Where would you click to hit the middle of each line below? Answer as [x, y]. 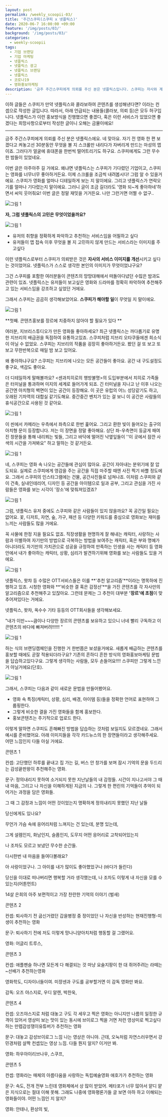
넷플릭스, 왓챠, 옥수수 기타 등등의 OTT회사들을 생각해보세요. [64, 610]
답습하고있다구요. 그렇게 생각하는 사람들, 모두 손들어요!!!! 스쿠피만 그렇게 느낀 [85, 660]
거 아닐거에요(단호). [24, 667]
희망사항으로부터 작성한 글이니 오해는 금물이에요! [66, 123]
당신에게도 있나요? [23, 813]
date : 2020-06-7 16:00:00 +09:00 [40, 24]
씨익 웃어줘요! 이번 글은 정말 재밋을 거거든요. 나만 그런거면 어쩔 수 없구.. [84, 193]
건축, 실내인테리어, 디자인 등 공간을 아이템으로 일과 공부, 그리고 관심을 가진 [83, 483]
